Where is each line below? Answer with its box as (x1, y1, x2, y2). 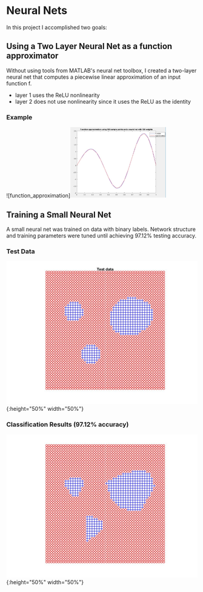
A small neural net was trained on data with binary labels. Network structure (6, 225, 196, 233)
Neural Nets (6, 4, 68, 18)
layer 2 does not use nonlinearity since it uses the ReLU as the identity (15, 98, 191, 105)
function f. (6, 79, 32, 87)
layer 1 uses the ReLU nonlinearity (15, 91, 100, 99)
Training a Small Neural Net (6, 210, 111, 220)
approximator (6, 51, 59, 61)
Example (6, 113, 33, 121)
